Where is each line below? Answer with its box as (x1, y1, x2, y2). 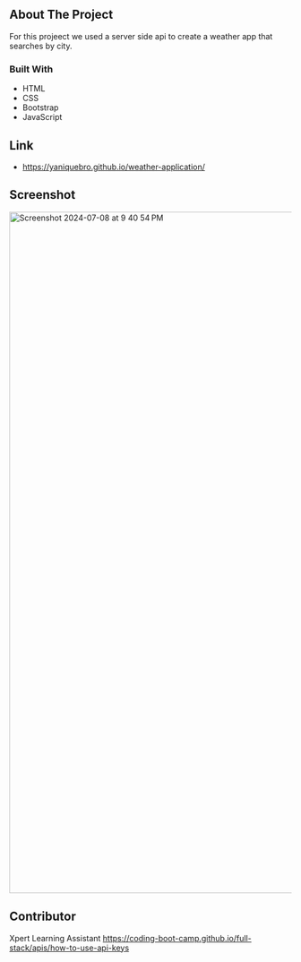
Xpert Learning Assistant (9, 932, 101, 943)
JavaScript (21, 112, 63, 123)
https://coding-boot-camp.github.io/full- (102, 932, 253, 943)
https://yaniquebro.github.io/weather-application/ (21, 161, 206, 172)
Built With (9, 63, 54, 75)
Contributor (9, 909, 76, 924)
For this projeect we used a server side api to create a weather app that (9, 30, 273, 41)
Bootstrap (21, 102, 59, 113)
